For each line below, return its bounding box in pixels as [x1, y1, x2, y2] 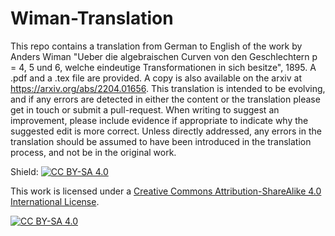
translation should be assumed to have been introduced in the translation [10, 135, 312, 147]
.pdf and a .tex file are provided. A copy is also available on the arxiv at [10, 72, 302, 84]
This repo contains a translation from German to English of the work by [10, 40, 303, 52]
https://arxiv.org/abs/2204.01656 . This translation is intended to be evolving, [10, 82, 326, 94]
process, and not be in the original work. [10, 146, 177, 158]
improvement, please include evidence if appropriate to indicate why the [10, 114, 309, 126]
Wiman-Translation [10, 7, 174, 30]
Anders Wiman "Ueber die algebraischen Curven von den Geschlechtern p [10, 50, 318, 62]
